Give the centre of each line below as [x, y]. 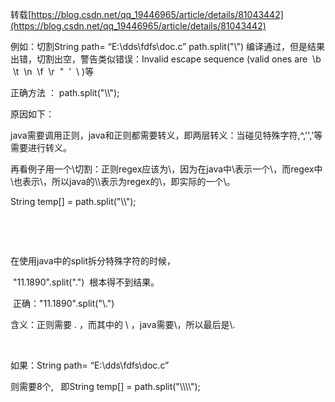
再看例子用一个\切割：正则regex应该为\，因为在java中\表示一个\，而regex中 [166, 169]
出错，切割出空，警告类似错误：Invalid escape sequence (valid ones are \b [166, 59]
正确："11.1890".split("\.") [63, 303]
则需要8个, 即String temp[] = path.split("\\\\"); [105, 386]
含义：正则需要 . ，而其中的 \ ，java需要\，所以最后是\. [123, 324]
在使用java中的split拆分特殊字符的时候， [93, 261]
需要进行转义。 [41, 147]
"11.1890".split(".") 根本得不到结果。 [86, 282]
